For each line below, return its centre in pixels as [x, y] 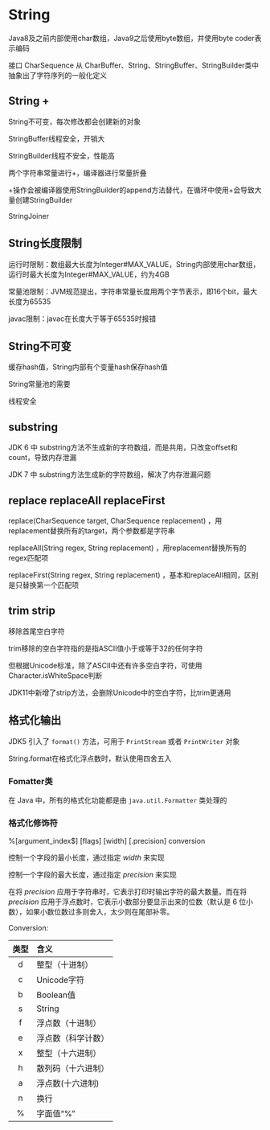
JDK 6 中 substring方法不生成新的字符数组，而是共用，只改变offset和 [123, 447]
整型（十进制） [65, 965]
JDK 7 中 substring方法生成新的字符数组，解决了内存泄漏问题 [110, 475]
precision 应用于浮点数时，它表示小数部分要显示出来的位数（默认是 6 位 [127, 902]
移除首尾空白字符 [37, 631]
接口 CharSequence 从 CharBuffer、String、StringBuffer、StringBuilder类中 [134, 65]
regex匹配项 [29, 558]
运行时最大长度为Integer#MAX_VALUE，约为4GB [89, 274]
